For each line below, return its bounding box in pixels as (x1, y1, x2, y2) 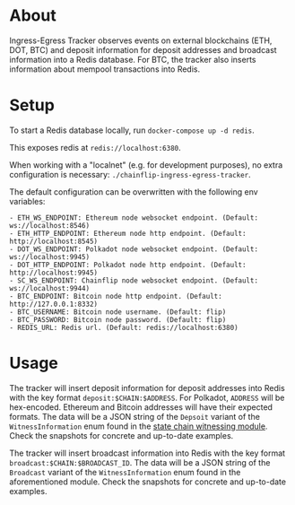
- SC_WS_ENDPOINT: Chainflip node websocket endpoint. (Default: (9, 275, 258, 285)
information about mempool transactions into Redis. (9, 64, 201, 74)
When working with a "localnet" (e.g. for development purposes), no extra (9, 159, 283, 170)
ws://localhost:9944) (9, 283, 91, 292)
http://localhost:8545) (9, 237, 99, 246)
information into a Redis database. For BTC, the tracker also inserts (9, 54, 256, 65)
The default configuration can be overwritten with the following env (9, 186, 258, 197)
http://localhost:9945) (9, 268, 99, 277)
